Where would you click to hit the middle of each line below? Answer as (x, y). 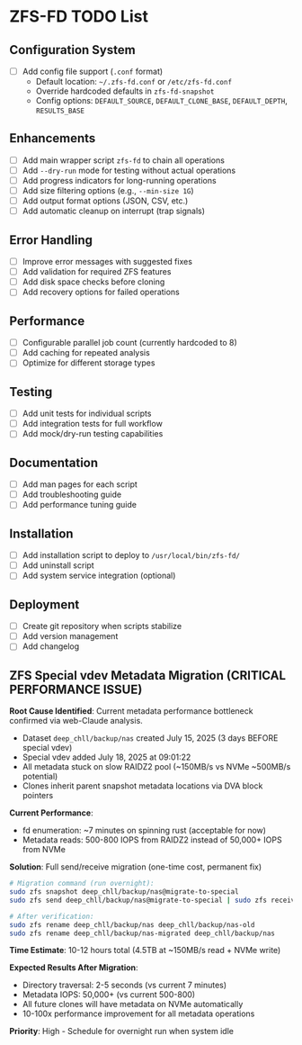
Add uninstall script (58, 565)
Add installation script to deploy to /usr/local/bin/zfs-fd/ (131, 555)
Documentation (54, 462)
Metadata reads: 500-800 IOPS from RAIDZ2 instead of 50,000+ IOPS (152, 840)
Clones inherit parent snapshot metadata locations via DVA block (142, 786)
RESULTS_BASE (60, 111)
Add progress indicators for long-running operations (120, 180)
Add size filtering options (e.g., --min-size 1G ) (108, 191)
